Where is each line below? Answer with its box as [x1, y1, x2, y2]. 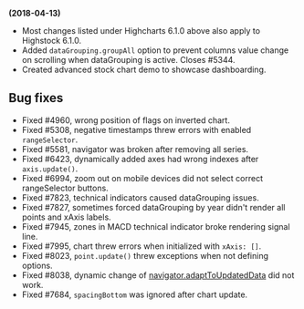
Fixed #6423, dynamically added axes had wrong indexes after [21, 153, 259, 164]
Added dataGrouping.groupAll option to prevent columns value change [21, 45, 289, 56]
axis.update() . [21, 163, 79, 174]
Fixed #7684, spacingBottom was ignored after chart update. [21, 289, 248, 300]
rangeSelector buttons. [21, 182, 109, 193]
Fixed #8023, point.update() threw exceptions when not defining [21, 250, 269, 261]
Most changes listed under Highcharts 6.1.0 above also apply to [21, 26, 261, 36]
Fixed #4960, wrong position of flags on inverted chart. [21, 114, 230, 126]
